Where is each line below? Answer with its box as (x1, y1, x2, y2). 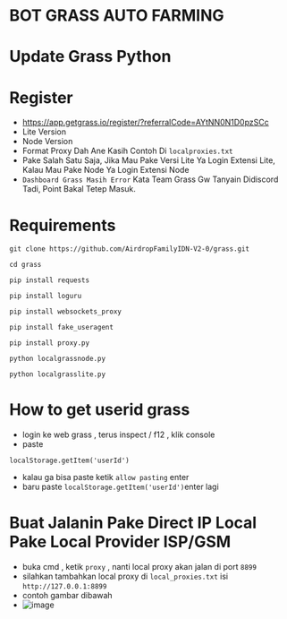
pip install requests (9, 276, 90, 285)
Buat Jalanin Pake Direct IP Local (9, 512, 257, 533)
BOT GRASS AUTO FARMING (9, 5, 225, 26)
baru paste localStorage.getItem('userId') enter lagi (21, 481, 219, 493)
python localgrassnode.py (9, 355, 106, 364)
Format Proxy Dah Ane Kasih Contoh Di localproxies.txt (21, 145, 233, 157)
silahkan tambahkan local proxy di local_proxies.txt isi (21, 571, 229, 582)
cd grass (9, 261, 42, 270)
